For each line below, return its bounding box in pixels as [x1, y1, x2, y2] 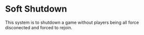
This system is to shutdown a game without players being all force [5, 19, 139, 25]
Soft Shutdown [5, 3, 67, 15]
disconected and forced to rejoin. [5, 24, 73, 30]
